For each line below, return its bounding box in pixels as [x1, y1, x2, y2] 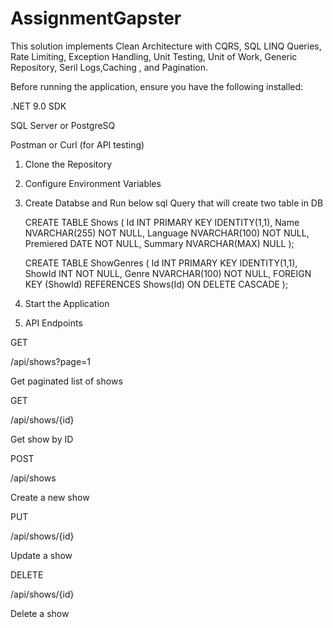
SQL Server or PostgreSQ [10, 119, 116, 131]
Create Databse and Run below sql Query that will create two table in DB [24, 197, 324, 209]
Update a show [10, 549, 73, 561]
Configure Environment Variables [24, 177, 162, 189]
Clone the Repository [24, 158, 113, 170]
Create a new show [10, 491, 90, 503]
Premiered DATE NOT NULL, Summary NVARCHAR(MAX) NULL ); [24, 237, 295, 249]
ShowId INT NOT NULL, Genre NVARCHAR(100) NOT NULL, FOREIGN [24, 267, 312, 279]
